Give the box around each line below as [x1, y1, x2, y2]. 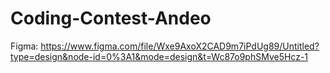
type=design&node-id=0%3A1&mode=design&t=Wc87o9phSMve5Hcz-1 [10, 50, 309, 62]
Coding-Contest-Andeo [10, 7, 212, 30]
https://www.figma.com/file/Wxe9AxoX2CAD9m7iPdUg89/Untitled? [40, 40, 320, 52]
